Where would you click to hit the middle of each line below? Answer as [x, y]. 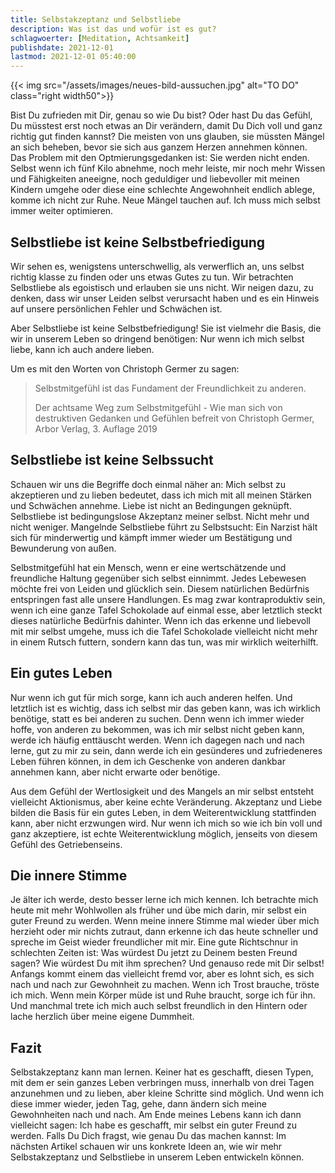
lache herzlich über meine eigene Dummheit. [102, 1017]
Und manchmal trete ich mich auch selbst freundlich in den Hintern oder [159, 1006]
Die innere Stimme [69, 875]
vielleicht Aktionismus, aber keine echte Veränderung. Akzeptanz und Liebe [166, 802]
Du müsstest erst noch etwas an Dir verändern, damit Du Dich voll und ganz [166, 126]
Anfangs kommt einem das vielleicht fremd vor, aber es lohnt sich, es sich [162, 974]
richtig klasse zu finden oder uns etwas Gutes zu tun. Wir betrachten [152, 277]
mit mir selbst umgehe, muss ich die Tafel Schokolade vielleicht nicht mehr [164, 631]
